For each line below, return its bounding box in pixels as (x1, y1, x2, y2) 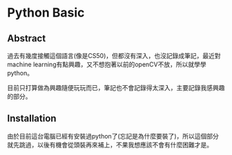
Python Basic (7, 5, 85, 21)
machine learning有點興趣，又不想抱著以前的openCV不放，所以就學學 (7, 60, 207, 69)
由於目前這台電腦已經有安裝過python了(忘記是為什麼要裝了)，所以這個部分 (7, 131, 220, 140)
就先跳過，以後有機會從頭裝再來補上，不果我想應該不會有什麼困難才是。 (7, 140, 213, 149)
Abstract (7, 33, 46, 44)
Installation (7, 113, 57, 125)
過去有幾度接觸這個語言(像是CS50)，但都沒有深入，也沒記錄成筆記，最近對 (7, 52, 221, 60)
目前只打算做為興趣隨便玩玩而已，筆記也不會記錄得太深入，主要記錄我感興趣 (7, 84, 225, 91)
